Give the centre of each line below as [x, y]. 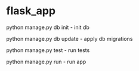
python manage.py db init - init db [48, 27]
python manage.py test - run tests [48, 50]
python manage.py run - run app [46, 62]
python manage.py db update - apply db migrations [69, 38]
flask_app [31, 11]
